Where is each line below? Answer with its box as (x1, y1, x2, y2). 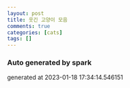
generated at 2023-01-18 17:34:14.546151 (7, 73, 123, 82)
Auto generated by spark (7, 58, 92, 68)
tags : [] (7, 35, 32, 42)
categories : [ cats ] (7, 29, 63, 36)
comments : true (7, 23, 51, 29)
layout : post (7, 10, 44, 17)
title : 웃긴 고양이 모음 (7, 16, 68, 23)
